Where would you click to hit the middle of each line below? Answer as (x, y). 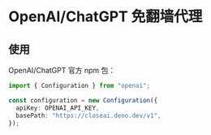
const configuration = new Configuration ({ (83, 100)
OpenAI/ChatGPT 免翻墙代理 (105, 17)
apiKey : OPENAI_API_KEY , (58, 108)
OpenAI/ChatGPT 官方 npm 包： (62, 70)
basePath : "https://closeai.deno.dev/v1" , (88, 115)
